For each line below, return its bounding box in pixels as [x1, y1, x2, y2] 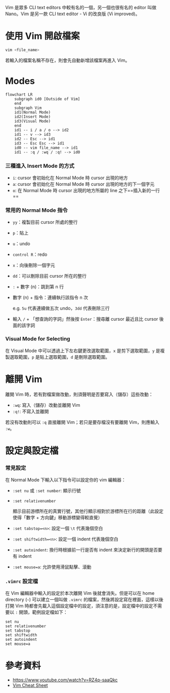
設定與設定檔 [5, 445, 59, 456]
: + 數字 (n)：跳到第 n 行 [12, 284, 64, 290]
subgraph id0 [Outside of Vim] [14, 96, 80, 101]
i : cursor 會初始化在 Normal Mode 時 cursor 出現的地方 [12, 175, 128, 181]
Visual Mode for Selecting [5, 335, 70, 342]
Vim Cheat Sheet [12, 682, 48, 688]
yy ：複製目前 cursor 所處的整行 [12, 219, 78, 225]
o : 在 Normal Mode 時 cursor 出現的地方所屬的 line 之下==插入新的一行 [12, 187, 160, 194]
